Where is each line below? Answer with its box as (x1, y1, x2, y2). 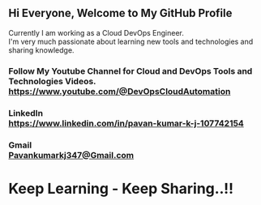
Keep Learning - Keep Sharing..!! (8, 179, 234, 198)
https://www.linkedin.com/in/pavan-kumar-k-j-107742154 (8, 117, 245, 129)
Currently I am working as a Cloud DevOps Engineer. (8, 28, 184, 37)
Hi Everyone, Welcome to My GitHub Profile (8, 6, 233, 20)
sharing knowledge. (8, 45, 75, 55)
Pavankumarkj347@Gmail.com (8, 149, 135, 160)
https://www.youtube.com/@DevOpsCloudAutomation (8, 85, 231, 96)
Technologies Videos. (8, 75, 96, 87)
